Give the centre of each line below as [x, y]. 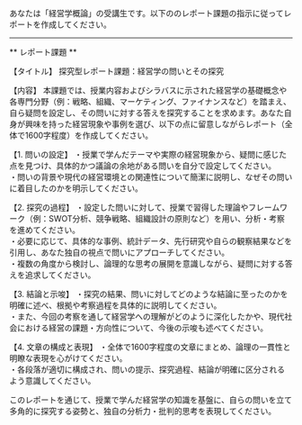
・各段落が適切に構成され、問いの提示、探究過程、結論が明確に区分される [147, 369]
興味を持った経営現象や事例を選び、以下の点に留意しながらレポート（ [155, 124]
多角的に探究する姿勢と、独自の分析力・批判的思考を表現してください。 [143, 411]
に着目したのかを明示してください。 [76, 188]
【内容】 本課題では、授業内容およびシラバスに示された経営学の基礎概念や [148, 90]
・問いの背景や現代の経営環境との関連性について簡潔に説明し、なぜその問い [151, 177]
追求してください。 [60, 275]
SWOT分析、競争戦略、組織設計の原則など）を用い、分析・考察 [167, 218]
